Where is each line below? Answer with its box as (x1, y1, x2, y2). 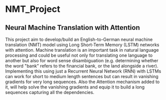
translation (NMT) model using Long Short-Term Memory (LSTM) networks (5, 42, 159, 48)
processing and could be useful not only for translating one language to (5, 52, 153, 58)
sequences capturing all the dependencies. (5, 90, 94, 95)
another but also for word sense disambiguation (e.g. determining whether (5, 58, 158, 63)
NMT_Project (5, 3, 60, 15)
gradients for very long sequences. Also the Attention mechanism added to (5, 79, 160, 85)
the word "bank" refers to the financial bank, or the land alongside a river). (5, 63, 158, 69)
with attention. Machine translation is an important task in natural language (5, 47, 159, 53)
